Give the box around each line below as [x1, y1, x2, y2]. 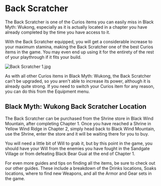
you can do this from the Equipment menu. [5, 88, 90, 94]
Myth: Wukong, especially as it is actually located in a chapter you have [5, 24, 147, 30]
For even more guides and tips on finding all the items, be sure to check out [5, 160, 156, 166]
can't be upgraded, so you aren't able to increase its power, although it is [5, 78, 151, 84]
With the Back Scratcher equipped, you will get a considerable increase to [5, 38, 153, 44]
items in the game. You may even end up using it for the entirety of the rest [5, 49, 154, 55]
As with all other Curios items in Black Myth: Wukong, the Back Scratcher [5, 73, 151, 79]
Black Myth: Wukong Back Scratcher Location [5, 102, 146, 111]
